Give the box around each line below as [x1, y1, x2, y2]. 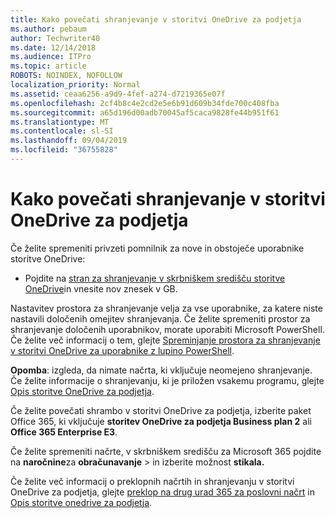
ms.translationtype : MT [10, 117, 110, 127]
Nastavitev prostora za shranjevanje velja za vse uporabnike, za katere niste [10, 302, 323, 314]
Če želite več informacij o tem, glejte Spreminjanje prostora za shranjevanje [10, 334, 321, 346]
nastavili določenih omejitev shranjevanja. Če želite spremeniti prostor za [10, 312, 311, 325]
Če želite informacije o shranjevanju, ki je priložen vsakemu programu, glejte [10, 374, 325, 386]
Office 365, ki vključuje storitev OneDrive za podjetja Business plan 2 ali [10, 415, 312, 427]
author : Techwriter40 [10, 33, 101, 43]
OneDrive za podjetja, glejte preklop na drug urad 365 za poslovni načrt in [10, 486, 316, 498]
